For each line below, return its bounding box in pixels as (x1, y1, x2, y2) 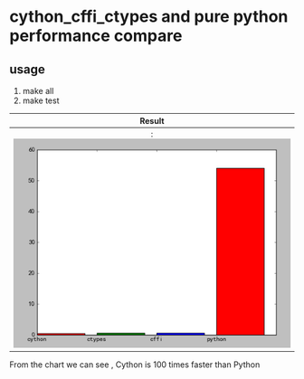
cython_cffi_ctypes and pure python (9, 6, 289, 27)
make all (22, 86, 54, 96)
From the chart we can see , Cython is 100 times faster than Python (9, 359, 261, 370)
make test (22, 95, 60, 106)
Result (139, 115, 165, 126)
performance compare (9, 25, 183, 46)
